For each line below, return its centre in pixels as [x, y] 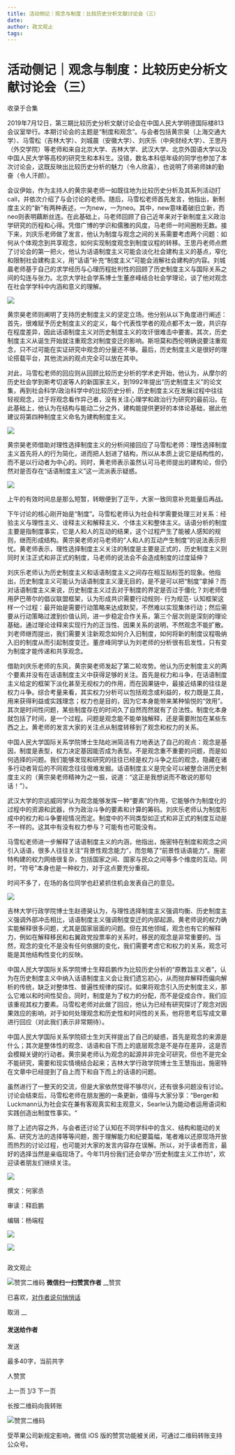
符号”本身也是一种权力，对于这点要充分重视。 [88, 868]
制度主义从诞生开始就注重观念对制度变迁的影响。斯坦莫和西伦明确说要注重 [114, 341]
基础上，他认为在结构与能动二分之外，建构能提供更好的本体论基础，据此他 [120, 408]
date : [15, 20]
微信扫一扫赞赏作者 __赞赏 [84, 1283]
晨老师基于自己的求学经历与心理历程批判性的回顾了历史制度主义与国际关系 [114, 269]
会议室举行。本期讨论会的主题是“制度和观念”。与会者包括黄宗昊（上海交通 [114, 132]
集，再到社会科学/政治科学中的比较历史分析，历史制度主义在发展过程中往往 [115, 391]
